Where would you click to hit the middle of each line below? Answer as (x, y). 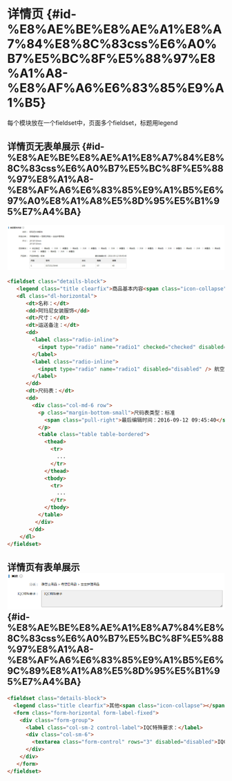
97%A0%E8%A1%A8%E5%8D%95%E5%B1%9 (113, 201)
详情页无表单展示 (43, 147)
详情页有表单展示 (43, 567)
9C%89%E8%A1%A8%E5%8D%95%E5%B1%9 (114, 671)
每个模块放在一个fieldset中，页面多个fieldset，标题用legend (93, 122)
